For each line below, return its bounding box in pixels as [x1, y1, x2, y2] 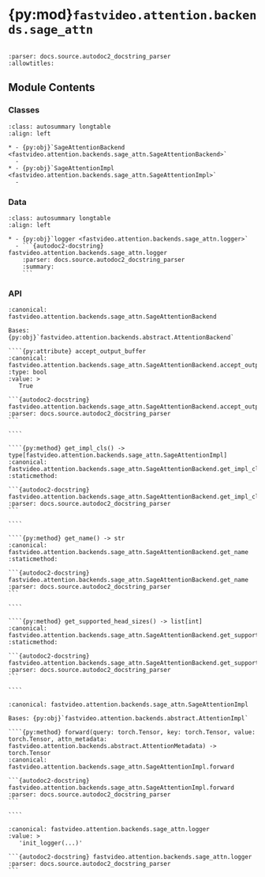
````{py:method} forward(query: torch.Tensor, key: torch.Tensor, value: [8, 728, 256, 737]
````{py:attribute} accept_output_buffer [8, 347, 147, 355]
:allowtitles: [8, 59, 55, 67]
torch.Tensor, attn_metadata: [8, 735, 108, 743]
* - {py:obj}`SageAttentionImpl [8, 164, 114, 172]
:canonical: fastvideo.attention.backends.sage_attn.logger [8, 826, 211, 833]
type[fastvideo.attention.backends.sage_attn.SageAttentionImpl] [8, 451, 227, 460]
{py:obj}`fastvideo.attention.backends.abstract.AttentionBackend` [8, 334, 235, 342]
